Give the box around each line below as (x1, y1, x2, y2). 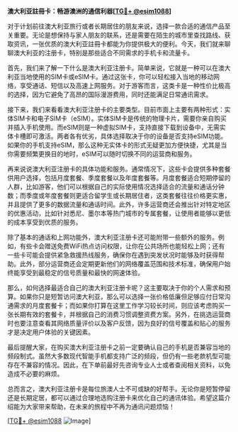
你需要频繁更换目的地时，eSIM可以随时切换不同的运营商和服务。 (7, 150, 196, 158)
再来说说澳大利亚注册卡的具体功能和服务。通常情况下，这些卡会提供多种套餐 (7, 165, 231, 173)
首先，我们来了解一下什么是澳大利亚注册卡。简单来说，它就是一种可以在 (7, 64, 218, 72)
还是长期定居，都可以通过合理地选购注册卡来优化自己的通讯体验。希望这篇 (7, 394, 225, 401)
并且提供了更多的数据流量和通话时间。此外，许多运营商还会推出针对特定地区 (7, 200, 231, 209)
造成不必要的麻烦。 (7, 370, 64, 378)
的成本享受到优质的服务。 (7, 218, 82, 226)
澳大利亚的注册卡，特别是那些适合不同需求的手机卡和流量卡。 (13, 49, 193, 57)
